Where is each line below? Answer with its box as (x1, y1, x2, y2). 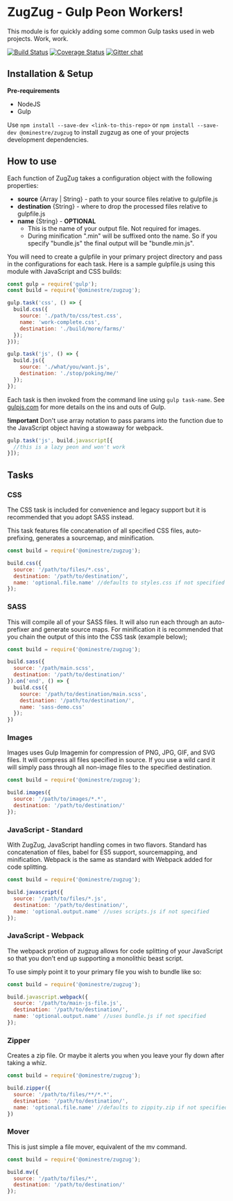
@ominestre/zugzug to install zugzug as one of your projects (19, 128, 189, 136)
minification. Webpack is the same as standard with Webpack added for (7, 856, 213, 864)
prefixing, (7, 534, 35, 542)
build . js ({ (13, 357, 45, 364)
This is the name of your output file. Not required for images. (27, 224, 201, 232)
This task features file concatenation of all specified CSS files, (7, 526, 185, 535)
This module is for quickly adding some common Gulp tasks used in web (7, 27, 215, 35)
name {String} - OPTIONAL (17, 216, 96, 225)
